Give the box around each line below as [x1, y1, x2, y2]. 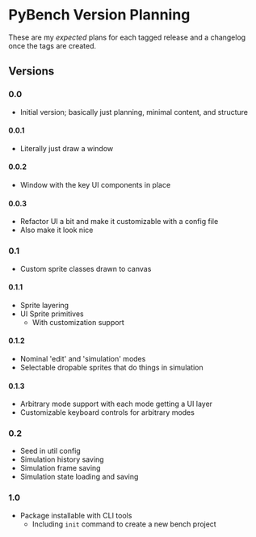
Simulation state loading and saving [19, 471, 139, 482]
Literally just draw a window [19, 143, 114, 153]
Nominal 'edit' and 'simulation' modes [19, 353, 146, 363]
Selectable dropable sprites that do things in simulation [19, 362, 204, 372]
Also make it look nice [19, 225, 94, 235]
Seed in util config [19, 446, 81, 456]
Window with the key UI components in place [19, 180, 171, 190]
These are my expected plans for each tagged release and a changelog [8, 32, 246, 42]
